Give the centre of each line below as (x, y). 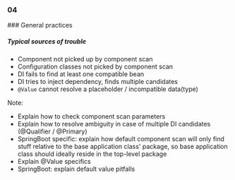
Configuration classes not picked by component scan (95, 67)
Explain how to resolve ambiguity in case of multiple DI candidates (114, 124)
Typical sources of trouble (47, 41)
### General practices (40, 25)
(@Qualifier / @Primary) (52, 131)
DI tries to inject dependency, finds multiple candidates (98, 82)
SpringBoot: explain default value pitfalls (76, 169)
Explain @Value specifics (54, 162)
